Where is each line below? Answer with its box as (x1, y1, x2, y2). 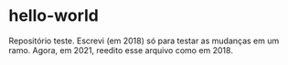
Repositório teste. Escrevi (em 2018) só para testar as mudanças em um (8, 35, 280, 46)
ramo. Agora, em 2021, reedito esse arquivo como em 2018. (8, 44, 234, 55)
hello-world (8, 5, 100, 26)
